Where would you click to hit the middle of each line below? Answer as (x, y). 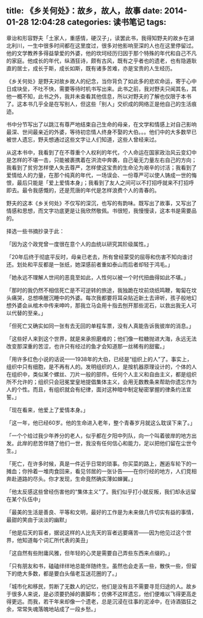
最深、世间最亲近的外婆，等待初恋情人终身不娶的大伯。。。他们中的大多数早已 (101, 131)
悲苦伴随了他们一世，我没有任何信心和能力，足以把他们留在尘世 (112, 443)
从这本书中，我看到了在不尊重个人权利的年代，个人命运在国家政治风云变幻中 (101, 152)
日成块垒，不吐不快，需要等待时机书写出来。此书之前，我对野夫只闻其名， (99, 88)
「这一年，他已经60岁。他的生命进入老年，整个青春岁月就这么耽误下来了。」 (101, 422)
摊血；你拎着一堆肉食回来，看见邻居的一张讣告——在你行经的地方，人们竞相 (101, 471)
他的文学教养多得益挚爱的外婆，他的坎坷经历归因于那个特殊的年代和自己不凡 (101, 53)
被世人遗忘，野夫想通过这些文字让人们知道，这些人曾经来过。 (83, 139)
